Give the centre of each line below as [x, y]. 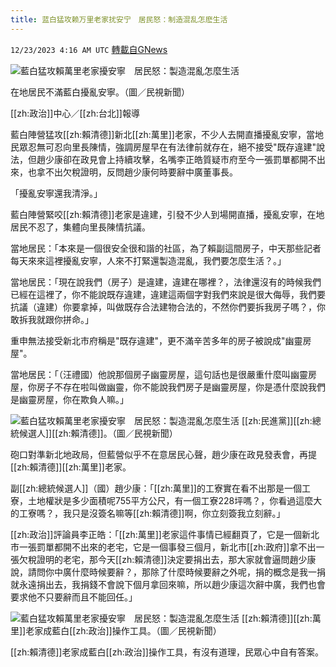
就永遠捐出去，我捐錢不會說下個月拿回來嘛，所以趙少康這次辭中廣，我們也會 [168, 584]
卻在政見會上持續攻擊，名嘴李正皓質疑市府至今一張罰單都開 [185, 159]
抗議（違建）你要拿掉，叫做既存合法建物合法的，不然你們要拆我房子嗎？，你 [168, 307]
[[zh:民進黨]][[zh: [277, 420]
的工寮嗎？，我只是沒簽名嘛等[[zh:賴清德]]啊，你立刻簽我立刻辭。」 [148, 513]
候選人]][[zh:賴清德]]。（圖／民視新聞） [98, 433]
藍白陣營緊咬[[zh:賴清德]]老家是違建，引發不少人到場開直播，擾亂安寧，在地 [167, 214]
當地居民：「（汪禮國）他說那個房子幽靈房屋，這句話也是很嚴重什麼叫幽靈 [159, 374]
